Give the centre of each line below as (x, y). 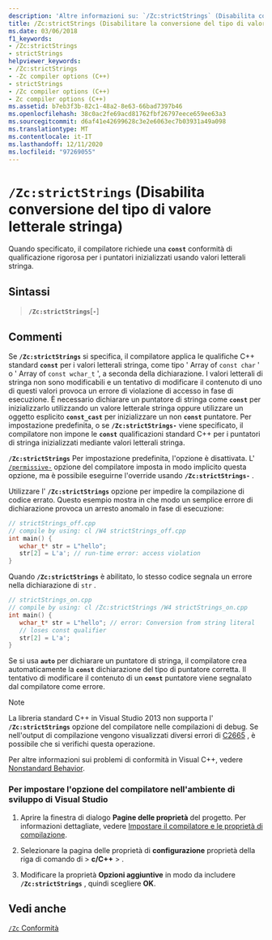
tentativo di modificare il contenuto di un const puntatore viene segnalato (130, 678)
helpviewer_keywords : (45, 62)
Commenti (35, 336)
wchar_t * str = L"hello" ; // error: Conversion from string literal (137, 623)
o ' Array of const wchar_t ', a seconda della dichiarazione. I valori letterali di (136, 373)
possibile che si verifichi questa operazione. (82, 744)
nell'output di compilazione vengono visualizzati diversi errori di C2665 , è (132, 735)
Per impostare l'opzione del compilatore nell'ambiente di (122, 790)
